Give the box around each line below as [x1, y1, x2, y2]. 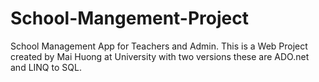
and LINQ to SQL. [10, 61, 82, 73]
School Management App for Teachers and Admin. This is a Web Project [10, 40, 308, 52]
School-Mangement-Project [10, 7, 249, 30]
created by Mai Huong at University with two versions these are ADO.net [10, 50, 310, 62]
